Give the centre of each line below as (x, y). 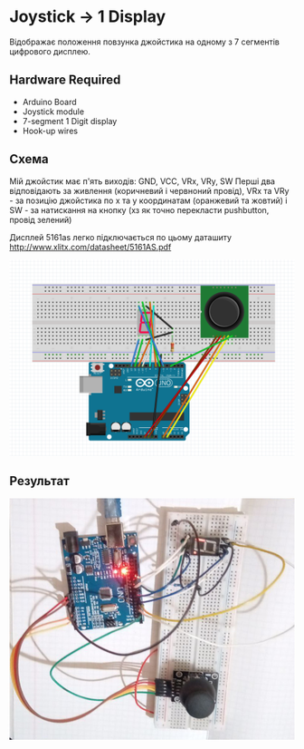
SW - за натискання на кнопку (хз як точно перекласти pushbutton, (139, 209)
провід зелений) (41, 219)
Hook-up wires (50, 131)
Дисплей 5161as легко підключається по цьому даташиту (121, 237)
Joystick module (53, 112)
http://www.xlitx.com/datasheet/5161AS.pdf (90, 247)
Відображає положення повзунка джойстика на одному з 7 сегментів (145, 42)
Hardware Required (65, 80)
